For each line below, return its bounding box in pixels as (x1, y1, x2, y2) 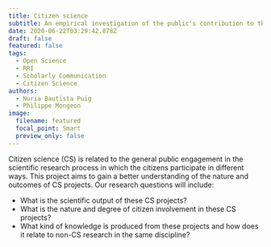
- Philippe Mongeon (15, 102, 81, 110)
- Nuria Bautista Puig (15, 94, 92, 103)
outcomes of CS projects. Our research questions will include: (8, 179, 215, 190)
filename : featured (15, 117, 81, 125)
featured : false (8, 42, 63, 50)
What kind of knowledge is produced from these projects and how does (19, 221, 259, 231)
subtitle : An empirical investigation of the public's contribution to (8, 19, 254, 27)
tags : (8, 49, 27, 57)
